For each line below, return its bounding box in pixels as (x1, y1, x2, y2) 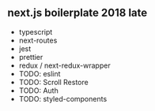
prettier (18, 52, 43, 61)
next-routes (18, 35, 58, 45)
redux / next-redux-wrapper (18, 61, 112, 70)
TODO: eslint (18, 68, 61, 78)
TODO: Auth (18, 86, 59, 95)
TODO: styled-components (18, 94, 108, 103)
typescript (18, 27, 53, 36)
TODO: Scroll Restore (18, 77, 89, 87)
